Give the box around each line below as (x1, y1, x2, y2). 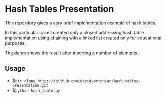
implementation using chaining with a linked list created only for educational (5, 35, 162, 41)
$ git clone (12, 77, 36, 83)
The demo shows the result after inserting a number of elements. (5, 50, 139, 56)
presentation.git (12, 83, 49, 88)
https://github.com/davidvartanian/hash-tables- (37, 78, 141, 83)
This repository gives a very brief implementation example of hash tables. (5, 20, 157, 26)
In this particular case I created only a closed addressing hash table (5, 29, 144, 35)
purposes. (5, 40, 26, 46)
